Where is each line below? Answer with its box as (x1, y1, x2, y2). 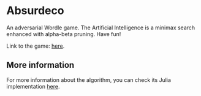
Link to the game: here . (6, 42, 65, 50)
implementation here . (6, 83, 60, 90)
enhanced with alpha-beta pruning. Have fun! (6, 30, 121, 37)
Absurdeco (6, 4, 64, 18)
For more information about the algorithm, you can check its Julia (6, 76, 172, 83)
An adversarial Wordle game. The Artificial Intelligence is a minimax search (6, 24, 195, 31)
